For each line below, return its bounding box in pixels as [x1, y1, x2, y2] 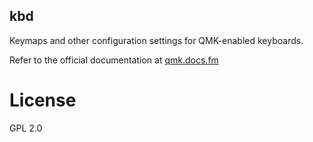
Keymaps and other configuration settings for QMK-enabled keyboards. [9, 34, 304, 46]
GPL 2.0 [9, 122, 43, 134]
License [9, 89, 77, 111]
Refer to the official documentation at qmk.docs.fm [9, 54, 219, 66]
